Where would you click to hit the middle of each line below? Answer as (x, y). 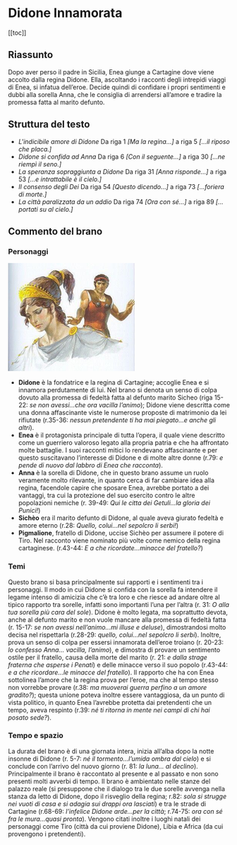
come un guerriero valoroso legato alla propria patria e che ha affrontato (123, 443)
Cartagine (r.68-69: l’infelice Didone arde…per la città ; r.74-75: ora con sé (115, 811)
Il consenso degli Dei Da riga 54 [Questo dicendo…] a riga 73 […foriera (121, 186)
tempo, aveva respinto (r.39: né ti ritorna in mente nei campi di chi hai (109, 710)
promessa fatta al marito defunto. (56, 102)
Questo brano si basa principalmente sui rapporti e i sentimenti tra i (106, 582)
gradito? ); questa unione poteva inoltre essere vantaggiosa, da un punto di (116, 695)
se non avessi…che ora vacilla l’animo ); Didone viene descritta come (129, 405)
